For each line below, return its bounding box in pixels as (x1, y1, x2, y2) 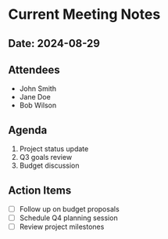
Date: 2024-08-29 (8, 37, 100, 50)
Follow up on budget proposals (19, 205, 120, 214)
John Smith (19, 84, 57, 93)
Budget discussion (19, 161, 80, 170)
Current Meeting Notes (8, 5, 161, 24)
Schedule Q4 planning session (19, 213, 119, 223)
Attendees (8, 63, 60, 76)
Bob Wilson (19, 100, 57, 110)
